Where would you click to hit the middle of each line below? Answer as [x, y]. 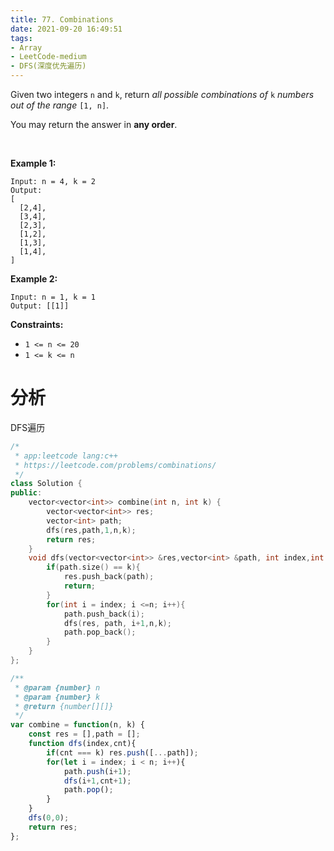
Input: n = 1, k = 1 [53, 297]
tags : [21, 38]
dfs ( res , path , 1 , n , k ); [91, 530]
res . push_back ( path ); [109, 577]
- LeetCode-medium [48, 57]
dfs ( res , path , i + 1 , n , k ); [117, 623]
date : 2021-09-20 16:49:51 [66, 29]
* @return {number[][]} [64, 706]
